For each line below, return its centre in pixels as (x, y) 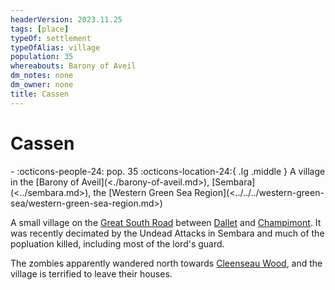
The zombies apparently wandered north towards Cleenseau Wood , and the (166, 263)
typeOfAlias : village (55, 47)
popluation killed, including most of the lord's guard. (117, 243)
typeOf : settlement (51, 38)
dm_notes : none (42, 76)
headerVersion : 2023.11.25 (66, 19)
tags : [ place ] (40, 29)
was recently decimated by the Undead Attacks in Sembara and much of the (167, 233)
